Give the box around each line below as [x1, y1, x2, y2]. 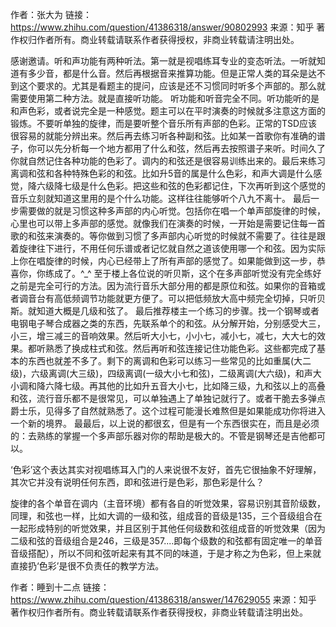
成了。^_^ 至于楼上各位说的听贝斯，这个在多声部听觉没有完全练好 [53, 268, 322, 279]
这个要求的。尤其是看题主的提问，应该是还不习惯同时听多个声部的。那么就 [18, 80, 326, 92]
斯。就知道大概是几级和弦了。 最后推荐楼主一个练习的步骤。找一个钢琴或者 [10, 305, 320, 317]
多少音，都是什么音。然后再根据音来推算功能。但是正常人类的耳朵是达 [27, 68, 317, 79]
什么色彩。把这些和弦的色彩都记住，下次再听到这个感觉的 [88, 180, 326, 192]
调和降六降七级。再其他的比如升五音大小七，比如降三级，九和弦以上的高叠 [18, 380, 326, 392]
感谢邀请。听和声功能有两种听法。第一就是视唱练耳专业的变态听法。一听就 [10, 55, 317, 67]
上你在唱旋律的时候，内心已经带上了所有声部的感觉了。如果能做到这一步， [10, 255, 317, 267]
